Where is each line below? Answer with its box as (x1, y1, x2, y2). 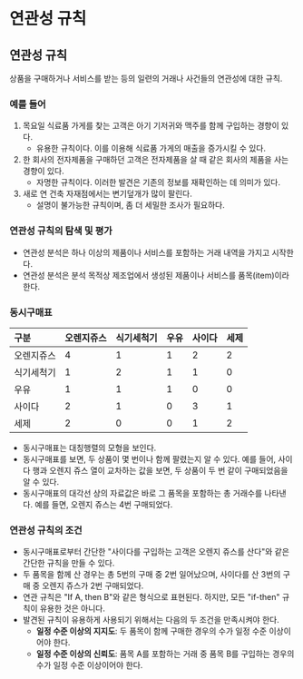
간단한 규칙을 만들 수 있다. (22, 557, 115, 568)
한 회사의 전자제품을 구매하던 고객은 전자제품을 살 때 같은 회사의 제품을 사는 (22, 154, 289, 165)
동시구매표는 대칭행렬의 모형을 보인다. (22, 442, 157, 453)
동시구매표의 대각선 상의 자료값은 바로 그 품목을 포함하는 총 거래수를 (22, 487, 263, 498)
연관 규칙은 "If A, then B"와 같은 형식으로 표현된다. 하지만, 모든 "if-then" (22, 592, 280, 603)
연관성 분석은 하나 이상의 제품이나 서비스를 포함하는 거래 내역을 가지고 (22, 247, 270, 258)
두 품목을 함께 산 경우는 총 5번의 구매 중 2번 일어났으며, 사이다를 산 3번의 (22, 569, 281, 580)
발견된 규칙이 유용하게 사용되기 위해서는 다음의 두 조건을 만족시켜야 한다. (22, 615, 279, 625)
